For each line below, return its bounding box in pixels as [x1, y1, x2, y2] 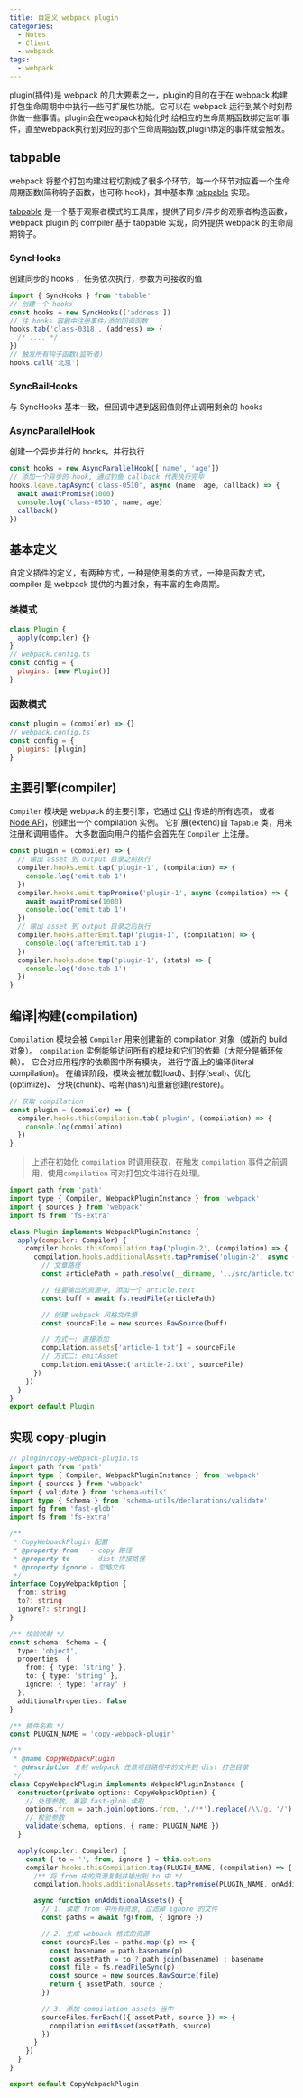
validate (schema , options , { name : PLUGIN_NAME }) [25, 1822, 220, 1831]
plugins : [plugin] [17, 745, 87, 754]
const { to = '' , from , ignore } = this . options [25, 1854, 212, 1864]
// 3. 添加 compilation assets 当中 [41, 2004, 174, 2013]
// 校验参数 [25, 1813, 65, 1822]
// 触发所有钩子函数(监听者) [9, 350, 104, 360]
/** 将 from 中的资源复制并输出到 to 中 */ [32, 1871, 183, 1880]
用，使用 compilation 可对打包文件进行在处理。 [31, 1167, 206, 1179]
